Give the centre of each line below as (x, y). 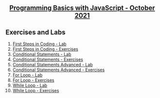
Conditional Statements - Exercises (48, 59)
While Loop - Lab (30, 85)
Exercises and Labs (36, 32)
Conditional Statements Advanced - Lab (53, 65)
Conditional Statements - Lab (42, 54)
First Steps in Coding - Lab (39, 44)
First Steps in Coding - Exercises (45, 49)
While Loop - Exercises (36, 91)
